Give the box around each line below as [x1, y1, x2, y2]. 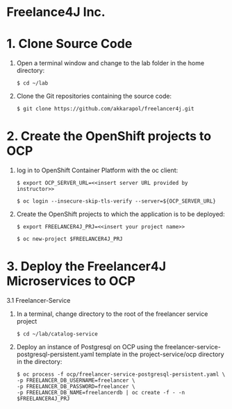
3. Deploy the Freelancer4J [6, 258, 167, 274]
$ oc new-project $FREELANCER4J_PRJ [16, 235, 123, 243]
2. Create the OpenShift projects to [6, 128, 212, 144]
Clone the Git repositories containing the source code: [16, 92, 172, 101]
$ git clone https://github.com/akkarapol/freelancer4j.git [16, 106, 194, 112]
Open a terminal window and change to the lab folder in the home [16, 59, 205, 67]
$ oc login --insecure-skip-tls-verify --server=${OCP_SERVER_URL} [16, 198, 216, 205]
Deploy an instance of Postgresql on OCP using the [16, 343, 164, 351]
